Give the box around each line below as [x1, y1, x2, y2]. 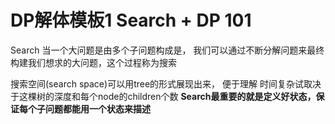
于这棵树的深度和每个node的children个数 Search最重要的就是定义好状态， [10, 90, 317, 102]
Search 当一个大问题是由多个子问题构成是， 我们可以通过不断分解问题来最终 [10, 44, 325, 56]
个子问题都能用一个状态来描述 [27, 102, 151, 115]
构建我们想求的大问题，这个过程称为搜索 [10, 56, 177, 68]
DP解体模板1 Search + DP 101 [10, 9, 252, 32]
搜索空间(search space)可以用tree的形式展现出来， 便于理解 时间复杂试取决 [10, 77, 322, 90]
